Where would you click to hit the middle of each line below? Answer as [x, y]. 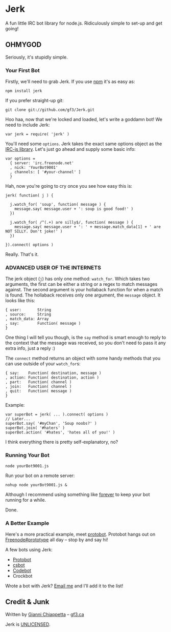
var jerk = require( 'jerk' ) [38, 134]
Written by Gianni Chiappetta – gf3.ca [45, 614]
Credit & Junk [27, 602]
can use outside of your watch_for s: [43, 364]
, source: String [28, 314]
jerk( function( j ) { [29, 195]
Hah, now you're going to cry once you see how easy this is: [69, 186]
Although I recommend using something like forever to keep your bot [78, 494]
